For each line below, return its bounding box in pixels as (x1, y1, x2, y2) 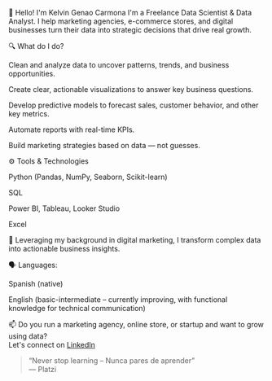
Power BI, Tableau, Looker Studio (8, 204, 121, 213)
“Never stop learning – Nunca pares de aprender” (28, 356, 195, 366)
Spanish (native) (8, 279, 64, 288)
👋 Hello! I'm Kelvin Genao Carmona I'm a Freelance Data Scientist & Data (8, 8, 252, 17)
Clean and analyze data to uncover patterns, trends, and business (8, 60, 230, 69)
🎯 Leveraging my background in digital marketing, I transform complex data (8, 235, 261, 244)
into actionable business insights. (8, 244, 121, 253)
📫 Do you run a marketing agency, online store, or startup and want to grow (8, 320, 265, 329)
